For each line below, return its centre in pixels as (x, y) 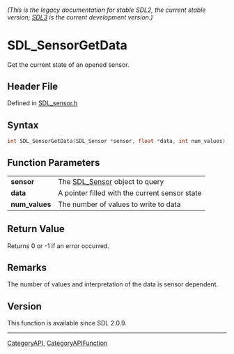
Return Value (36, 229)
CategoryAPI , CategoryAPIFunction (57, 343)
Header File (33, 86)
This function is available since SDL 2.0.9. (67, 323)
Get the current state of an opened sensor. (68, 64)
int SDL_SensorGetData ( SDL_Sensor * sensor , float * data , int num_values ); (118, 141)
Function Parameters (54, 163)
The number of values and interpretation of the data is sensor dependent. (113, 284)
